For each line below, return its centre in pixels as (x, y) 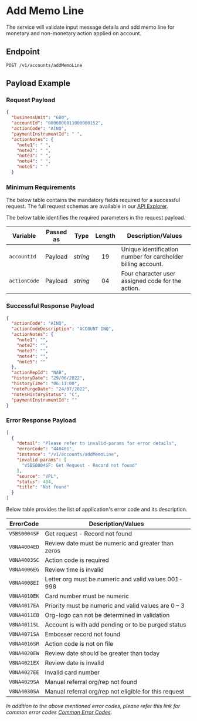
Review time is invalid (74, 570)
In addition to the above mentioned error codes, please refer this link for (93, 706)
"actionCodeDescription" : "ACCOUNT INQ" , (63, 329)
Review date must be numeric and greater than (109, 543)
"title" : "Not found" (43, 487)
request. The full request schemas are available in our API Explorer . (87, 206)
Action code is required (77, 560)
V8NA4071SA (24, 634)
